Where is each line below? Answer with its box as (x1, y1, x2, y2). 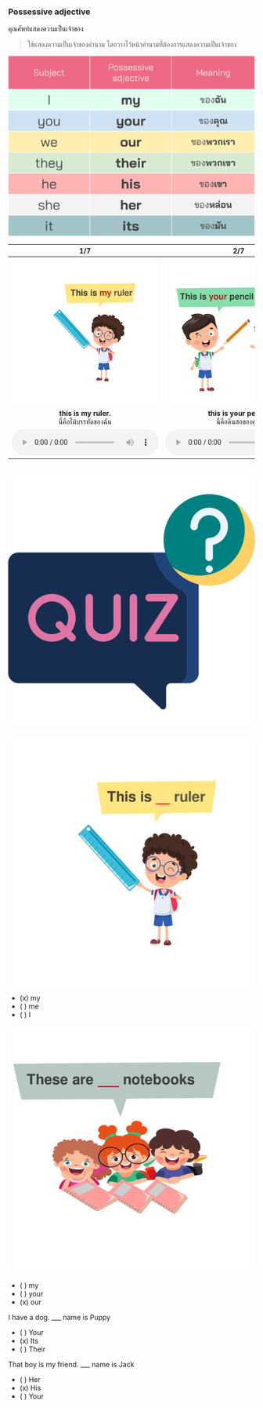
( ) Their (19, 1344, 46, 1354)
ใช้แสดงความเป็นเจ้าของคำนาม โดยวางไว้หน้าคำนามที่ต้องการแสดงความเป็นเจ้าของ (27, 40, 237, 49)
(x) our (19, 1297, 41, 1307)
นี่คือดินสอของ (216, 417, 253, 426)
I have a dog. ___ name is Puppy (8, 1313, 111, 1322)
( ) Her (19, 1375, 41, 1384)
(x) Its (19, 1337, 39, 1346)
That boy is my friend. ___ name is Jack (8, 1360, 135, 1370)
